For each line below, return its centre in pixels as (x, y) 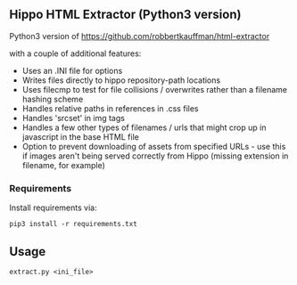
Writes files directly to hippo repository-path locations (121, 80)
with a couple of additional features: (75, 53)
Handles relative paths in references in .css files (110, 108)
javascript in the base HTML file (81, 136)
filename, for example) (63, 165)
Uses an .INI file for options (72, 70)
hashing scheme (53, 99)
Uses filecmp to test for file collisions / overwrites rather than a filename (155, 89)
